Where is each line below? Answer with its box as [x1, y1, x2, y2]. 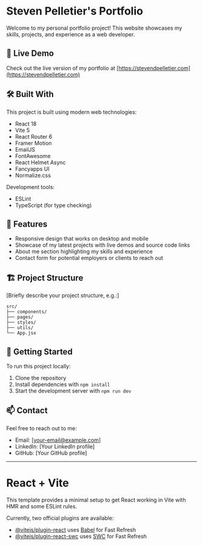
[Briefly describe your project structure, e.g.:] [6, 292, 120, 299]
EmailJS [14, 145, 36, 153]
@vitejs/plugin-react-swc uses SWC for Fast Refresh [14, 532, 147, 540]
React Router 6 [14, 133, 53, 140]
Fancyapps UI [14, 165, 50, 172]
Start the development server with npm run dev [14, 387, 132, 395]
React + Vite [6, 476, 69, 490]
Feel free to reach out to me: [6, 424, 77, 431]
